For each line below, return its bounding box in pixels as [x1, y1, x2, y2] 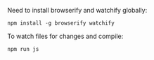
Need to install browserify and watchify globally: [7, 6, 148, 14]
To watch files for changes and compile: [7, 32, 124, 40]
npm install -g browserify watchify [7, 20, 115, 27]
